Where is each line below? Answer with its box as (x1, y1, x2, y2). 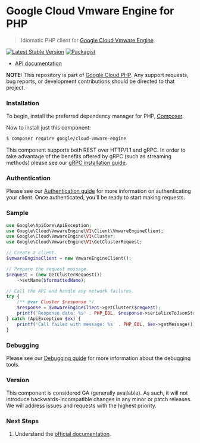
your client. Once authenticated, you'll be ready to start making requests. (6, 194, 186, 201)
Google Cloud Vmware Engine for (6, 4, 174, 18)
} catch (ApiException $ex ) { (6, 315, 82, 322)
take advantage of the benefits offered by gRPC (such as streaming (6, 153, 171, 160)
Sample (6, 209, 29, 217)
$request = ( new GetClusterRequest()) (6, 272, 102, 278)
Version (6, 376, 30, 384)
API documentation (14, 60, 62, 67)
